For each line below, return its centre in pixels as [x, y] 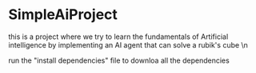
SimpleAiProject [63, 15]
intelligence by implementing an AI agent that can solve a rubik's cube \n [128, 44]
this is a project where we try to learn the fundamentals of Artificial [118, 36]
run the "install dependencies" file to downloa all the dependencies [119, 60]
